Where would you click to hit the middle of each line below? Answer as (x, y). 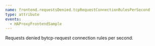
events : (13, 19)
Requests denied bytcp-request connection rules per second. (69, 38)
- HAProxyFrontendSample (36, 24)
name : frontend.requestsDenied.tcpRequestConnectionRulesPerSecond (78, 10)
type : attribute (22, 14)
